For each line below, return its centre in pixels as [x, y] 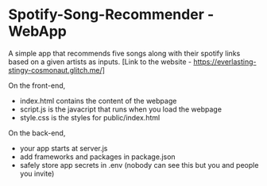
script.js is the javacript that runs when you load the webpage [121, 109]
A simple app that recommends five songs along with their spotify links [124, 53]
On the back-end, [37, 133]
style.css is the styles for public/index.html [90, 117]
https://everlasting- [225, 62]
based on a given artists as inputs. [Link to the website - [100, 62]
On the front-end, [37, 85]
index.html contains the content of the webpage [98, 101]
